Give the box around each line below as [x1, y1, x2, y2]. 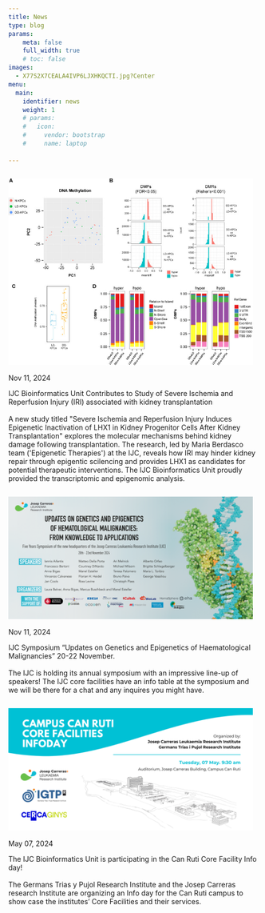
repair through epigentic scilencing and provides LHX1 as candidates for [8, 456, 246, 466]
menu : [8, 80, 26, 88]
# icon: [22, 122, 56, 131]
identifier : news [22, 97, 81, 106]
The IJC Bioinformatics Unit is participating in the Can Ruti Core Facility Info [8, 854, 257, 863]
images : [8, 64, 34, 72]
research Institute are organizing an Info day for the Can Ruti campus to [8, 888, 243, 898]
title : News [8, 13, 48, 21]
